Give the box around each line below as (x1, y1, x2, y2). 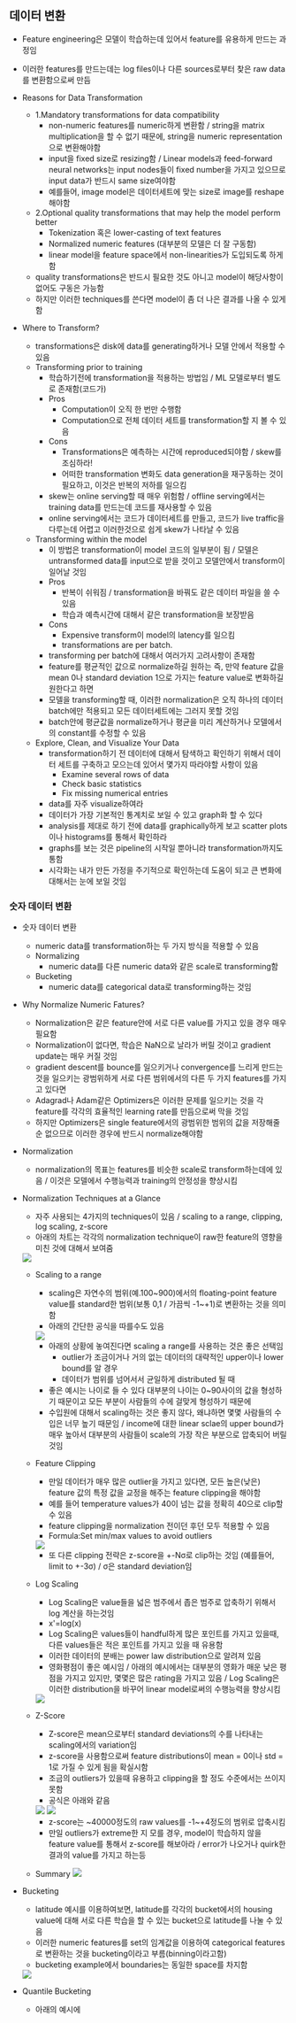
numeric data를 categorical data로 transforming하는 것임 (48, 982, 252, 992)
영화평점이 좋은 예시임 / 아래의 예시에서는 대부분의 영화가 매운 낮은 (48, 1662, 278, 1672)
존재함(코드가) (57, 383, 107, 394)
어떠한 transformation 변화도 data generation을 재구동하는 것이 (61, 468, 284, 479)
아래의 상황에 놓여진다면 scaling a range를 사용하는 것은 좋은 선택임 (48, 1340, 285, 1352)
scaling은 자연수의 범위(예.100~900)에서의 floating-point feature (48, 1287, 277, 1299)
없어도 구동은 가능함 (34, 282, 104, 293)
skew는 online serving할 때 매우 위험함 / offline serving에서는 (48, 490, 266, 501)
